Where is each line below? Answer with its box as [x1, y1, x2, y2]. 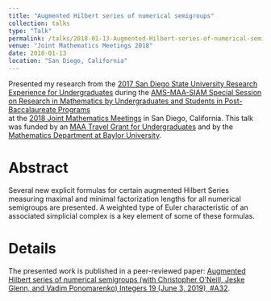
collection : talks [8, 19, 70, 27]
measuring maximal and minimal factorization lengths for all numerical [8, 194, 242, 203]
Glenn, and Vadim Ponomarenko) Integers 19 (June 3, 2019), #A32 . [8, 283, 231, 293]
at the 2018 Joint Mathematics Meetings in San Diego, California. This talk [8, 113, 254, 123]
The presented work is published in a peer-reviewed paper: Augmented [8, 265, 246, 275]
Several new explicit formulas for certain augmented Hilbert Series [8, 185, 230, 194]
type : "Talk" [8, 27, 52, 35]
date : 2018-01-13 [8, 49, 67, 57]
